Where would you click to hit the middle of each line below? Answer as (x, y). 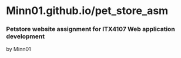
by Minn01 (19, 49)
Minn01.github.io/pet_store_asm (87, 11)
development (26, 36)
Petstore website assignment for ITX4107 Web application (90, 29)
